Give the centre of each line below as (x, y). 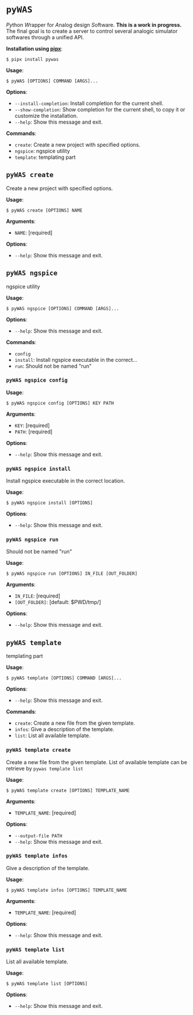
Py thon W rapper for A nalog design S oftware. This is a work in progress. (94, 25)
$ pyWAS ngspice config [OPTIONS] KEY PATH (60, 403)
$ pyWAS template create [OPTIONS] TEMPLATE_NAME (68, 790)
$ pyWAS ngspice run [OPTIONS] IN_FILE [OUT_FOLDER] (72, 574)
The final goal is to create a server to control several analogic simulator (92, 31)
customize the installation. (46, 116)
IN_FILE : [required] (37, 596)
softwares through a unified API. (45, 37)
